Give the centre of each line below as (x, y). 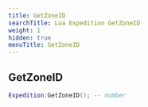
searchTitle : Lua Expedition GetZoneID (74, 23)
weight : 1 (25, 30)
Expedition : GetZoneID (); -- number (67, 95)
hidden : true (30, 38)
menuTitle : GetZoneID (44, 45)
